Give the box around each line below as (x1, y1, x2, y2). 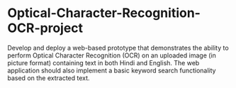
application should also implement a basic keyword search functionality (7, 66, 216, 75)
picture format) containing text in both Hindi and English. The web (7, 58, 200, 67)
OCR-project (7, 20, 84, 36)
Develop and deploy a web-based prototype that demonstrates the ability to (7, 43, 229, 52)
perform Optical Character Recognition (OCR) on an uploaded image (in (7, 51, 216, 60)
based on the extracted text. (7, 73, 90, 82)
